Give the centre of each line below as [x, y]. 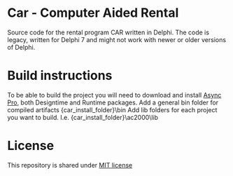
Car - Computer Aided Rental [93, 13]
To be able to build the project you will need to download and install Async [114, 95]
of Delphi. [21, 47]
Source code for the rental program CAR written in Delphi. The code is [108, 32]
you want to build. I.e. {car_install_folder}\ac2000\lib [83, 117]
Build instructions [60, 76]
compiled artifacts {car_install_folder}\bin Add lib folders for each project [112, 109]
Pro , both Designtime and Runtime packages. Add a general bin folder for [113, 102]
